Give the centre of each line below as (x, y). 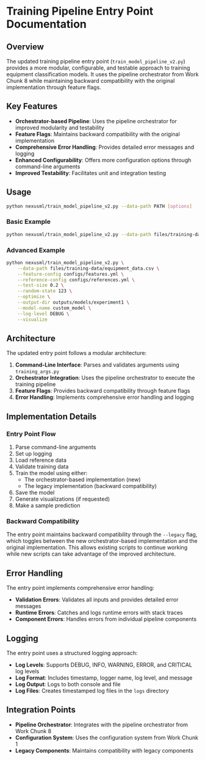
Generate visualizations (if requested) (63, 499)
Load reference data (41, 460)
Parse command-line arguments (56, 447)
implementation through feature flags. (54, 87)
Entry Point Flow (31, 434)
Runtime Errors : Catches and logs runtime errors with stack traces (99, 613)
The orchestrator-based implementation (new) (83, 479)
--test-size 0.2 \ (41, 285)
